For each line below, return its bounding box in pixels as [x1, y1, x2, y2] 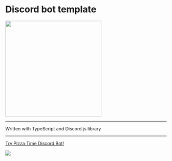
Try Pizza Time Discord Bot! [5, 140, 64, 146]
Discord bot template [5, 4, 97, 15]
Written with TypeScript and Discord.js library [5, 125, 101, 131]
